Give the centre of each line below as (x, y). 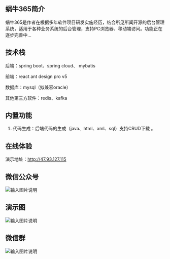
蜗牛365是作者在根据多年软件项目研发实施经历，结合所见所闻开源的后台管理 (85, 22)
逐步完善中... (19, 35)
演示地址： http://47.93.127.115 (36, 159)
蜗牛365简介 (25, 9)
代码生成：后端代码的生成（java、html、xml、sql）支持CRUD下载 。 (84, 129)
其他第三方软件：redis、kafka (36, 98)
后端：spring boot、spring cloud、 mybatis (50, 65)
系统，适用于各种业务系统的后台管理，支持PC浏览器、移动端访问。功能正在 (84, 28)
